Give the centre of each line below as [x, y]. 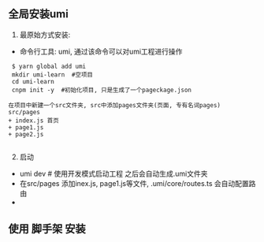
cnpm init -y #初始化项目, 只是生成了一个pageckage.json [101, 90]
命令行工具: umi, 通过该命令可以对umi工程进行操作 [101, 51]
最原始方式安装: [45, 35]
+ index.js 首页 [33, 121]
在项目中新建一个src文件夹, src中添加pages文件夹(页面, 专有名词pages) [114, 105]
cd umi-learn [33, 81]
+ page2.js [26, 134]
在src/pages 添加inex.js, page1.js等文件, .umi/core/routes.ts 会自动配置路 [138, 183]
